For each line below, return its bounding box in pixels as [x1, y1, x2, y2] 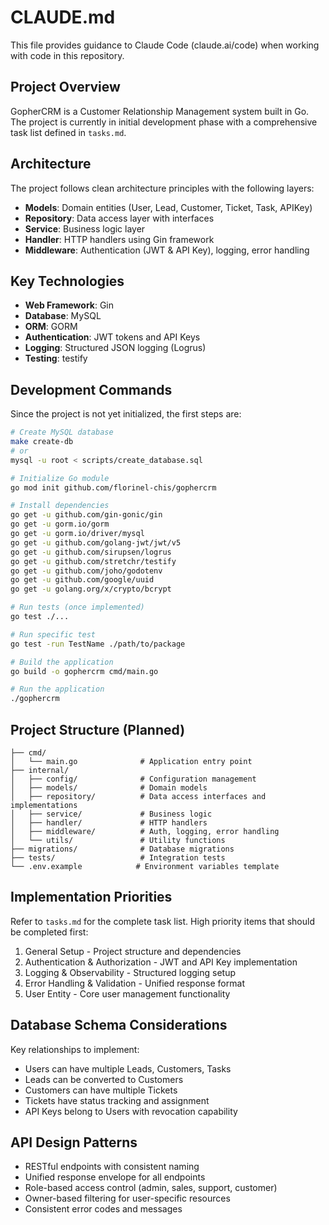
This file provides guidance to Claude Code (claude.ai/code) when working [10, 39, 320, 51]
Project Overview [10, 79, 121, 96]
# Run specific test [10, 629, 97, 640]
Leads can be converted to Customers [24, 1073, 184, 1085]
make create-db [10, 437, 74, 447]
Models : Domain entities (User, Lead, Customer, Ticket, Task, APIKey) [24, 201, 313, 213]
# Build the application [10, 657, 114, 667]
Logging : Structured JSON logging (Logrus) [24, 342, 207, 354]
